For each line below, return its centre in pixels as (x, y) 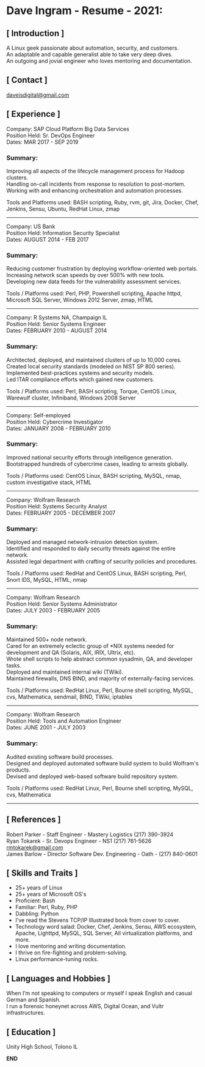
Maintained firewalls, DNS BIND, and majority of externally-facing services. (101, 678)
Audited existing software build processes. (60, 757)
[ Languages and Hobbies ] (59, 979)
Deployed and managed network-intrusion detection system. (83, 542)
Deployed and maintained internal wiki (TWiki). (65, 672)
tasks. (14, 666)
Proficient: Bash (35, 901)
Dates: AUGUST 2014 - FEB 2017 (48, 239)
